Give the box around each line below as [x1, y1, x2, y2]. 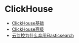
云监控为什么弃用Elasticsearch [11, 32, 74, 38]
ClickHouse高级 [11, 26, 44, 32]
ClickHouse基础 [11, 20, 44, 26]
